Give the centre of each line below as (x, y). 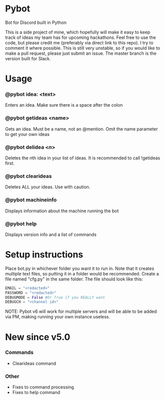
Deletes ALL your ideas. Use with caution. (48, 187)
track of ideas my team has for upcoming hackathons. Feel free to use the (81, 37)
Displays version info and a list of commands (51, 234)
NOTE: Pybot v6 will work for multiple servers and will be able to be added (81, 311)
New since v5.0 (38, 337)
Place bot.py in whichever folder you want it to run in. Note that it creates (80, 268)
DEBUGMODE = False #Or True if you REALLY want (55, 297)
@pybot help (21, 224)
